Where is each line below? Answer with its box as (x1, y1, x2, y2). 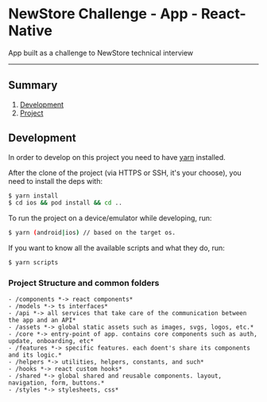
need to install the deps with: (8, 176, 103, 185)
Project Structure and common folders (8, 277, 160, 288)
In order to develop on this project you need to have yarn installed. (8, 152, 226, 162)
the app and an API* (8, 316, 77, 325)
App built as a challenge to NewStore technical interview (8, 48, 194, 57)
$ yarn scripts (8, 259, 59, 267)
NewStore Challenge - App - (8, 5, 199, 23)
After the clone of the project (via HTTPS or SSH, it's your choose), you (8, 168, 242, 178)
